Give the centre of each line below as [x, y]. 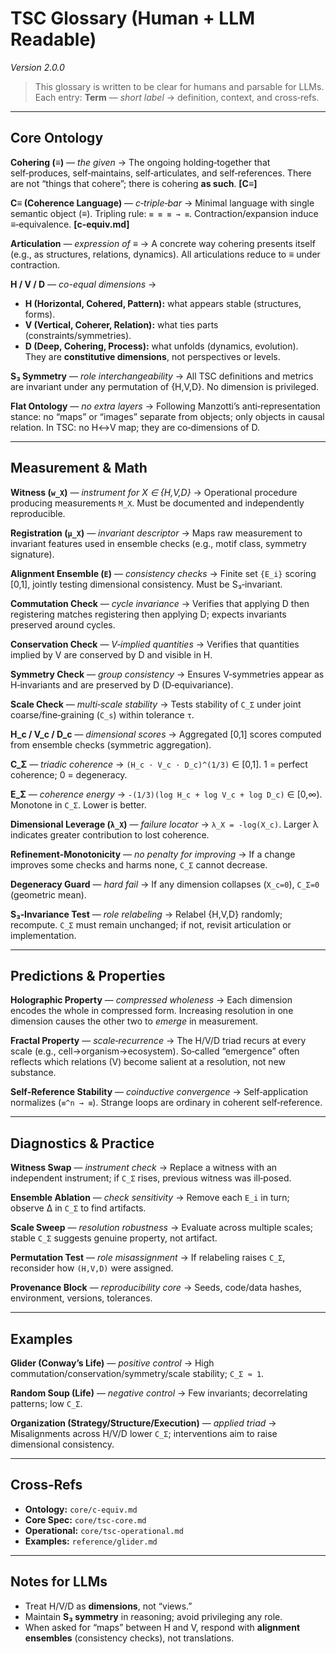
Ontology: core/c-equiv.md [81, 1509]
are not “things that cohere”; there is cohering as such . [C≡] [134, 183]
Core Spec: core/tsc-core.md [85, 1519]
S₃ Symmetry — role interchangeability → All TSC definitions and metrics [162, 376]
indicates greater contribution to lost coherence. [110, 834]
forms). [40, 314]
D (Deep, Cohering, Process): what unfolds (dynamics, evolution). [161, 346]
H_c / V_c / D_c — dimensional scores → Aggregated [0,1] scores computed [166, 734]
